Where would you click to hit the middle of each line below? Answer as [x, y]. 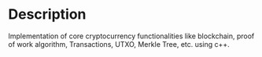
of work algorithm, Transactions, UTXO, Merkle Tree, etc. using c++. [119, 44]
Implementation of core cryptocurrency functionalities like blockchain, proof [131, 36]
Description [47, 14]
